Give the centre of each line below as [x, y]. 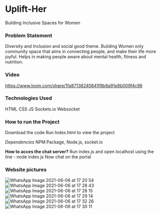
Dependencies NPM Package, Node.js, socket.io [54, 142]
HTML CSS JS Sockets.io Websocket [42, 109]
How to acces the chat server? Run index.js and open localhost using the [80, 152]
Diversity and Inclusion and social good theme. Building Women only [74, 46]
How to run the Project [32, 122]
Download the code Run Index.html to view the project [60, 133]
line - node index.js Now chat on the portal [48, 157]
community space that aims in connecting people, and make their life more [80, 52]
